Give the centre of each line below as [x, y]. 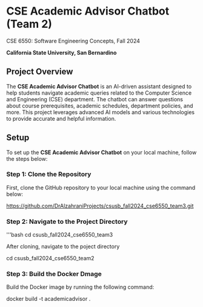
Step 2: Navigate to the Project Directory [67, 221]
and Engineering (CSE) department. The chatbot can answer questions [95, 99]
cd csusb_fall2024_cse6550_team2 [51, 258]
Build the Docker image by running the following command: [80, 287]
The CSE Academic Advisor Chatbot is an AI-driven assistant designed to [99, 86]
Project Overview [40, 72]
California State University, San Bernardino [62, 52]
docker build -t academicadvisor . [48, 299]
